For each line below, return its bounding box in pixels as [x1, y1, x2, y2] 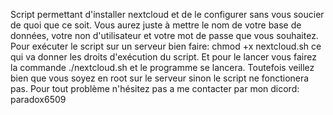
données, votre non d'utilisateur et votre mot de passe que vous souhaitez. [10, 30, 319, 41]
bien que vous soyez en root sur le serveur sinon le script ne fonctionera [10, 72, 310, 84]
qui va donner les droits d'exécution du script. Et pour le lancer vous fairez [10, 51, 317, 63]
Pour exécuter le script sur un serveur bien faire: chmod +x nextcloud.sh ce [10, 40, 322, 52]
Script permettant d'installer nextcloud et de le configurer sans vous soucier [10, 9, 325, 20]
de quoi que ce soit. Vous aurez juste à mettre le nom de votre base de [10, 19, 302, 31]
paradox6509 [10, 94, 67, 105]
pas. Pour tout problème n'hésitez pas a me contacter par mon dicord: [10, 83, 300, 94]
